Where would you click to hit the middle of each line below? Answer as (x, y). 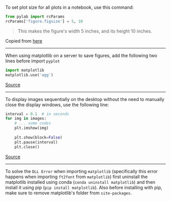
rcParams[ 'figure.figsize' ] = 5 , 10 (44, 21)
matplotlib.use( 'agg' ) (29, 75)
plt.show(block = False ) (38, 137)
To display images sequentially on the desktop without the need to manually (85, 99)
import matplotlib (25, 70)
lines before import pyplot (33, 61)
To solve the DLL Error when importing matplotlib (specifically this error (81, 171)
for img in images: (26, 119)
